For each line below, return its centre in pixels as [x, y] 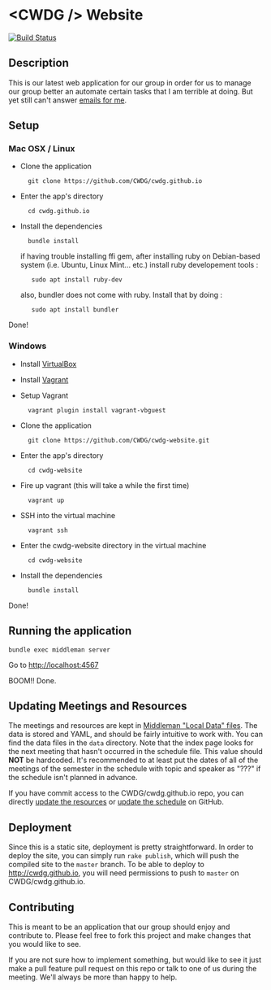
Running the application [70, 631]
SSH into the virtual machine [68, 515]
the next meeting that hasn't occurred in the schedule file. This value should [136, 752]
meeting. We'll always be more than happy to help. [93, 977]
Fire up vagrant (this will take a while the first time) [105, 485]
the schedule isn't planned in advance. [73, 778]
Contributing [41, 907]
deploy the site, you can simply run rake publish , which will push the [124, 856]
